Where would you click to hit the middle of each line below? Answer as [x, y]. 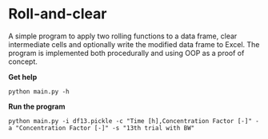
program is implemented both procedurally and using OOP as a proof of [126, 53]
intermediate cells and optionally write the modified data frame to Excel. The [134, 44]
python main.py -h [39, 91]
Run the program [37, 106]
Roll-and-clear [58, 14]
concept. [23, 62]
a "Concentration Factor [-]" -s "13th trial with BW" [102, 128]
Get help [23, 77]
